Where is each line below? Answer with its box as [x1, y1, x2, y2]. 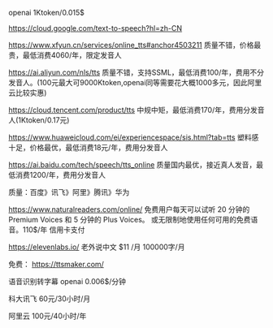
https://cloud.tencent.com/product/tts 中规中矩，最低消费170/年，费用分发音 [8, 106, 265, 114]
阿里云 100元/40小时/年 [8, 311, 87, 321]
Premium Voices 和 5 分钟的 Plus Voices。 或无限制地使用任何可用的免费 [8, 215, 251, 224]
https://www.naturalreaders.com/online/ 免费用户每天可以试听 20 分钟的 [8, 205, 250, 214]
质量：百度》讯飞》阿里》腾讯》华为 [8, 188, 130, 196]
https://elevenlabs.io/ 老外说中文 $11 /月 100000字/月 [8, 242, 185, 252]
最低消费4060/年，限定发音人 [22, 50, 122, 60]
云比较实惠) [8, 88, 47, 97]
